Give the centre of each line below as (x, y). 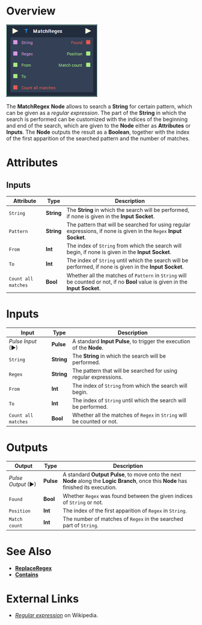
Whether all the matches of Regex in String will (130, 415)
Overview (31, 11)
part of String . (81, 526)
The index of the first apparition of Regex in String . (125, 511)
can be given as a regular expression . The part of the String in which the (96, 113)
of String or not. (83, 502)
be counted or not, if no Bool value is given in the (127, 282)
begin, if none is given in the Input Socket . (119, 252)
